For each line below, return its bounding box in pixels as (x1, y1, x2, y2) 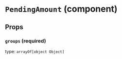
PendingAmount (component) (5, 3, 118, 15)
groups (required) (5, 38, 46, 44)
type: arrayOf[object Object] (5, 48, 65, 54)
